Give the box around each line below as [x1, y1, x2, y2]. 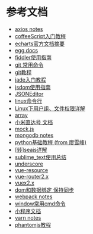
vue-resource [14, 166, 49, 173]
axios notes [14, 25, 43, 33]
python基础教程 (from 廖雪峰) [14, 138, 87, 146]
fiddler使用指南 [14, 54, 52, 61]
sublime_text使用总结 [14, 153, 67, 161]
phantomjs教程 [14, 221, 52, 228]
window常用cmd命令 [14, 200, 66, 207]
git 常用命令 [14, 61, 44, 68]
